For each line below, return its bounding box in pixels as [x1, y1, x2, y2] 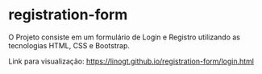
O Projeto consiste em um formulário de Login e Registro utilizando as [8, 32, 240, 42]
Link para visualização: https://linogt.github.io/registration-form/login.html [8, 56, 254, 66]
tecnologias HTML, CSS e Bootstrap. [8, 40, 131, 50]
